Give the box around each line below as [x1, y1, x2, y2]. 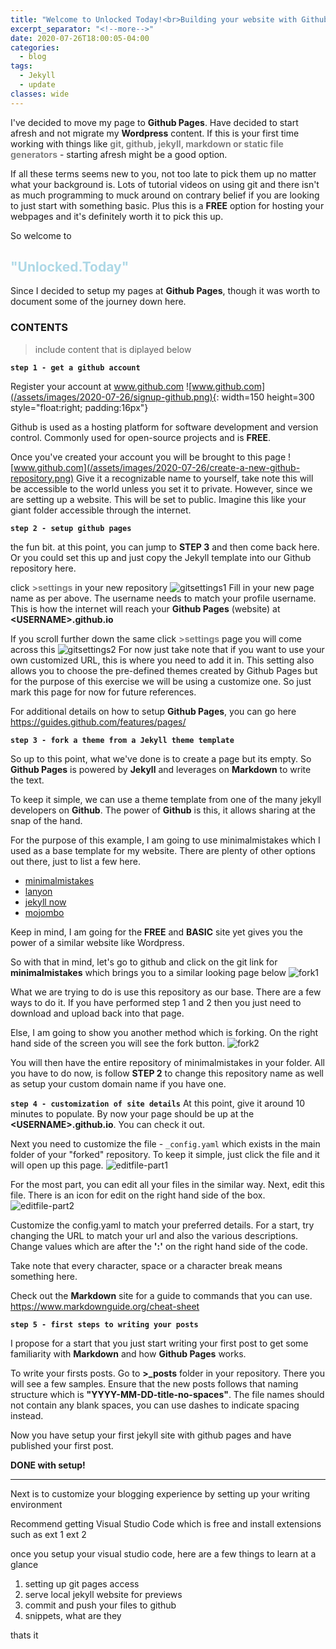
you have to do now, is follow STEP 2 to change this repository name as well [10, 1067, 324, 1079]
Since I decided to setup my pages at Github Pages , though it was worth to [10, 285, 321, 297]
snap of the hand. [10, 814, 83, 826]
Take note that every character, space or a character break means [10, 1259, 283, 1271]
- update [19, 80, 56, 90]
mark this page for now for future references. [10, 686, 197, 698]
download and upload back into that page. [10, 1007, 185, 1019]
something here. [10, 1270, 78, 1282]
